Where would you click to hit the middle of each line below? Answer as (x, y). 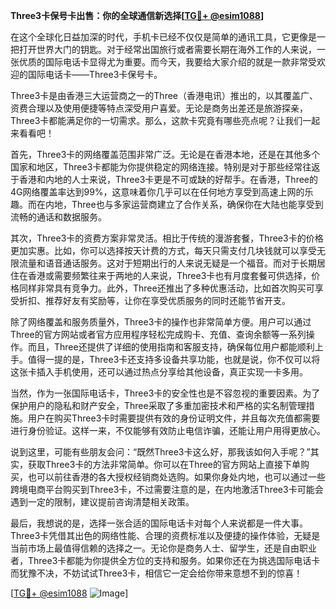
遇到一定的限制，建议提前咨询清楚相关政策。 (102, 502)
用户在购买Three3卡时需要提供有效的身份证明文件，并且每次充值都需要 (174, 418)
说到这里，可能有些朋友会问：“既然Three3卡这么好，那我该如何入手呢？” (160, 452)
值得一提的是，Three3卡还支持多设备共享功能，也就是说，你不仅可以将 (174, 359)
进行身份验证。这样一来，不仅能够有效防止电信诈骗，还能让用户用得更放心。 (168, 430)
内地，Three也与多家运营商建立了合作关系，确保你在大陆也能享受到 (184, 204)
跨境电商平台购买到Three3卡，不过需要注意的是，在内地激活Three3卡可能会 (167, 489)
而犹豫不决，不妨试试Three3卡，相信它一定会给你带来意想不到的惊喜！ (156, 573)
